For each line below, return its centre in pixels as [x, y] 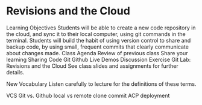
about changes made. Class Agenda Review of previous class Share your [97, 53]
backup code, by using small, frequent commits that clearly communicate [97, 47]
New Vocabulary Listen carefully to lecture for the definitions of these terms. [101, 84]
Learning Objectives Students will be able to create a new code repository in [101, 28]
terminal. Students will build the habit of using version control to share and [99, 40]
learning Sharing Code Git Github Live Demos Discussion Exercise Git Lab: [99, 59]
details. [15, 72]
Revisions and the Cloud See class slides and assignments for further [93, 66]
